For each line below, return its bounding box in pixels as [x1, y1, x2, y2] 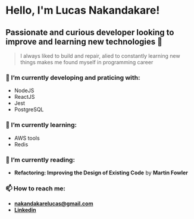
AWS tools [14, 134, 40, 142]
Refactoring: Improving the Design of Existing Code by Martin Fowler [14, 169, 189, 176]
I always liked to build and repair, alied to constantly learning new [20, 52, 180, 60]
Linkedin [14, 207, 36, 214]
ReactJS [14, 93, 35, 101]
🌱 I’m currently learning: [5, 121, 77, 129]
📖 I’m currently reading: [5, 155, 76, 164]
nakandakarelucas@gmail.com [14, 200, 93, 207]
